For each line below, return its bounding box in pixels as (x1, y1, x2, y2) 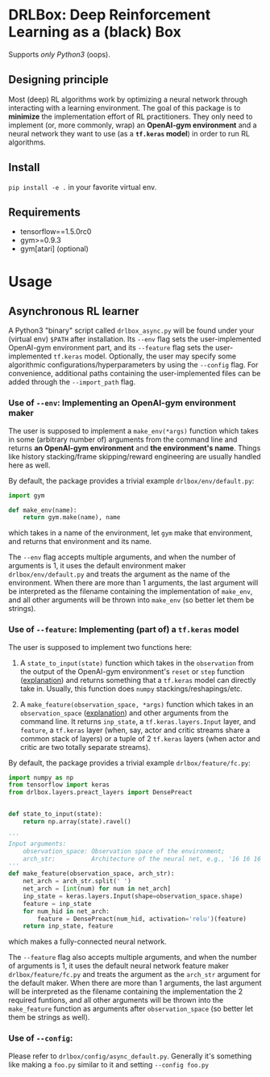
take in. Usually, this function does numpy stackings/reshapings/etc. (19, 684, 243, 694)
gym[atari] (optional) (19, 244, 89, 254)
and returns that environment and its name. (8, 537, 152, 547)
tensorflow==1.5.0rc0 (19, 227, 92, 237)
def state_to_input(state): (8, 810, 103, 819)
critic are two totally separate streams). (19, 742, 151, 752)
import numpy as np (8, 773, 74, 782)
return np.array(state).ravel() (23, 818, 131, 826)
